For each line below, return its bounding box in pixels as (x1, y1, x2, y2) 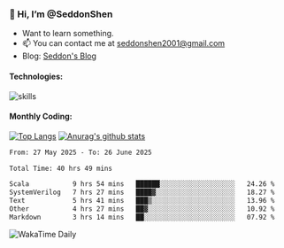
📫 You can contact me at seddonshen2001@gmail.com (21, 38, 226, 49)
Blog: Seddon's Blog (21, 50, 97, 61)
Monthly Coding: (9, 111, 73, 122)
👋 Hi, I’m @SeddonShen (9, 8, 113, 20)
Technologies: (9, 71, 64, 81)
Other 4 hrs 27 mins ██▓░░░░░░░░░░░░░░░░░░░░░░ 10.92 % (9, 205, 275, 213)
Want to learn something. (21, 28, 114, 39)
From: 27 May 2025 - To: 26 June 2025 (9, 148, 152, 157)
